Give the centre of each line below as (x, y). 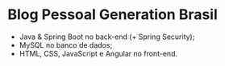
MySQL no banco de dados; (66, 45)
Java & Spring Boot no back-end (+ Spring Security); (107, 37)
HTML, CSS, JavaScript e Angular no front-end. (98, 53)
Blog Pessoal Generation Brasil (113, 15)
